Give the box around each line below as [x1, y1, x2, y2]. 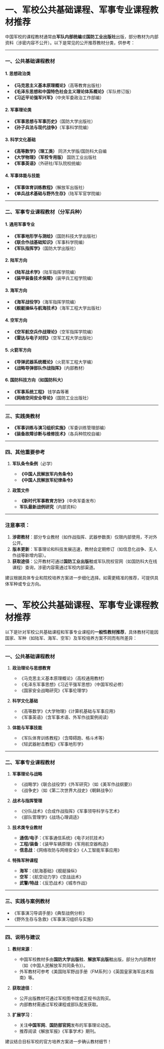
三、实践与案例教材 [5, 898, 50, 905]
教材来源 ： [12, 946, 34, 952]
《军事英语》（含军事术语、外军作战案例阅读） [19, 714, 111, 720]
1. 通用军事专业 [5, 221, 35, 227]
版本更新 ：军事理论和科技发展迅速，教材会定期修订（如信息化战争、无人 [12, 546, 157, 552]
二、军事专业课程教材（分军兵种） [5, 208, 85, 215]
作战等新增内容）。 [12, 552, 49, 558]
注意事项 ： [5, 522, 30, 529]
